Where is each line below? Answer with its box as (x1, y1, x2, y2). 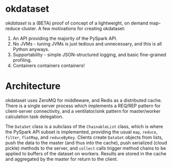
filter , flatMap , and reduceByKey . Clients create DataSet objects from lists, (5, 134, 163, 140)
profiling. (12, 57, 32, 63)
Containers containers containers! (12, 62, 85, 68)
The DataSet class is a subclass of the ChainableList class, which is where (5, 123, 163, 129)
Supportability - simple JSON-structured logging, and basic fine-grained (12, 52, 166, 58)
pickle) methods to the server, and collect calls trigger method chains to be (5, 145, 166, 151)
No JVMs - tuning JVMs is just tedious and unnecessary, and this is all (12, 40, 162, 46)
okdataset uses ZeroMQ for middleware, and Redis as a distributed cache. (5, 97, 162, 103)
